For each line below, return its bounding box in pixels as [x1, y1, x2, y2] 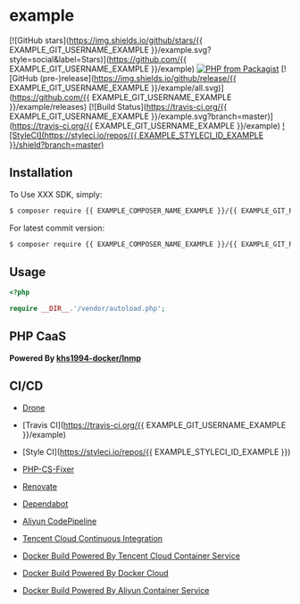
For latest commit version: [9, 222, 105, 233]
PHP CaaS [9, 329, 67, 344]
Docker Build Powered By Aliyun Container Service [21, 584, 210, 595]
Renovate [21, 481, 58, 491]
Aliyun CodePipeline [21, 516, 97, 526]
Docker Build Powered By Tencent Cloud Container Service [21, 550, 241, 561]
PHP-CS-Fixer [21, 464, 74, 474]
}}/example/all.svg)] [151, 82, 225, 93]
